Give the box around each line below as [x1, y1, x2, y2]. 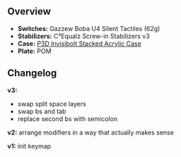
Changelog [7, 67, 57, 80]
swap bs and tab [17, 107, 66, 115]
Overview [7, 6, 52, 18]
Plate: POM [17, 46, 52, 55]
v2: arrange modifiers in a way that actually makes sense [7, 128, 175, 137]
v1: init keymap [7, 142, 52, 150]
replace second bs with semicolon [17, 114, 118, 123]
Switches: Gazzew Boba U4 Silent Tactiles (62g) [17, 24, 160, 32]
